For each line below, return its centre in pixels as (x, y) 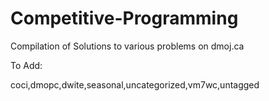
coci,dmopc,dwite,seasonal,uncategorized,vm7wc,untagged (135, 84)
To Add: (26, 65)
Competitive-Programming (124, 18)
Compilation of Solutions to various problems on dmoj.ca (127, 46)
